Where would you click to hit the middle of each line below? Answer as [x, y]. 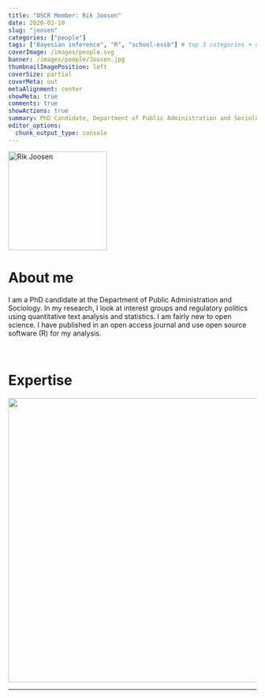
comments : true [33, 103]
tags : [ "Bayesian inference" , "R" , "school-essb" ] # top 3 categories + [130, 45]
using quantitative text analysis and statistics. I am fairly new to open [120, 316]
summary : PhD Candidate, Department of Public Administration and [119, 118]
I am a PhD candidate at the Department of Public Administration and [120, 299]
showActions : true [38, 111]
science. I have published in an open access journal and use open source [127, 325]
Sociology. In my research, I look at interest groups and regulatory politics [128, 308]
